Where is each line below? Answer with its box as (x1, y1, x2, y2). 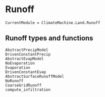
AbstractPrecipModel (5, 47, 49, 53)
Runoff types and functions (5, 34, 93, 42)
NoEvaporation (5, 61, 35, 66)
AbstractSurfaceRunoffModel (5, 74, 65, 79)
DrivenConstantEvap (5, 69, 46, 74)
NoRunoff (5, 78, 24, 83)
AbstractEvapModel (5, 56, 44, 61)
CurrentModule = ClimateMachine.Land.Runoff (5, 20, 100, 25)
